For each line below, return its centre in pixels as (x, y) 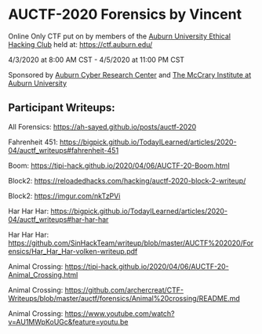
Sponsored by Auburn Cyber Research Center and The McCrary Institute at (130, 74)
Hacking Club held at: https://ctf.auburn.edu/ (80, 44)
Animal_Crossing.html (43, 274)
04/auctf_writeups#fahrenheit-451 (64, 150)
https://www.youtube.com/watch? (120, 313)
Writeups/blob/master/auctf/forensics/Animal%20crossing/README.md (124, 298)
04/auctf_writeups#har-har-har (58, 219)
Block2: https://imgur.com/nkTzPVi (64, 196)
